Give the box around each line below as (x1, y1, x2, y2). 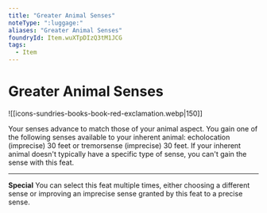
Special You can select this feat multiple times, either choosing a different (8, 180, 250, 190)
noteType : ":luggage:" (8, 19, 83, 27)
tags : (8, 41, 26, 49)
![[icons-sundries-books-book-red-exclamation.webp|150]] (8, 108, 203, 118)
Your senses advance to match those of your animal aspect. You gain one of (8, 124, 258, 133)
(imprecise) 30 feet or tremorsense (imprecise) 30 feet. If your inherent (8, 140, 241, 150)
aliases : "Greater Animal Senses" (8, 26, 123, 34)
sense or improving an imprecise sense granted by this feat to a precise (8, 188, 243, 198)
